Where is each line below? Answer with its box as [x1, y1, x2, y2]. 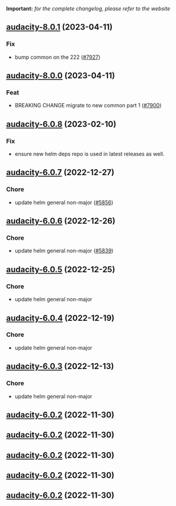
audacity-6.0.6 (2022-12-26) [6, 216, 116, 226]
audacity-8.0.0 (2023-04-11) [6, 71, 116, 81]
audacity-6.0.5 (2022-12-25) [6, 264, 116, 275]
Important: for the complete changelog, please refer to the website [6, 5, 171, 12]
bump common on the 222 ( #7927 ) [14, 53, 101, 61]
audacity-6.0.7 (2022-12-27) [6, 167, 114, 177]
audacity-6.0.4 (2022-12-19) [6, 313, 114, 323]
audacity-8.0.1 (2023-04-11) [6, 22, 113, 32]
